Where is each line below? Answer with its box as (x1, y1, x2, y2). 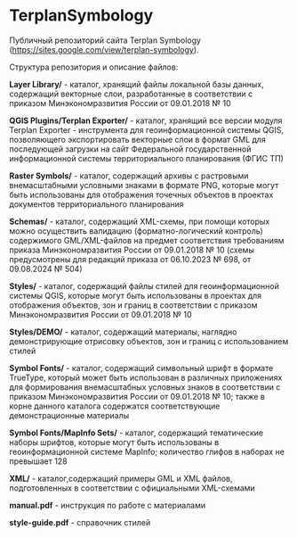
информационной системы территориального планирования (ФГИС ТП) (9, 153, 285, 163)
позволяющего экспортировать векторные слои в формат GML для (9, 134, 267, 145)
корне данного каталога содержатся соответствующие (9, 401, 221, 411)
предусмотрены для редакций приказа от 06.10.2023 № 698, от (9, 253, 252, 264)
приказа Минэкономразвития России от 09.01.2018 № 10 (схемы (9, 244, 255, 255)
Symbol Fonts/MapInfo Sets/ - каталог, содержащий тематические (9, 427, 264, 438)
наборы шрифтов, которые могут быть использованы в (9, 436, 220, 447)
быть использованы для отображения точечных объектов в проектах (9, 189, 274, 200)
